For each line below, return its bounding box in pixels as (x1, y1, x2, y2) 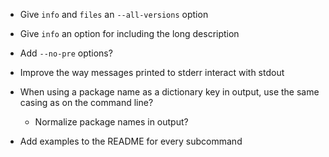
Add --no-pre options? (19, 47, 113, 59)
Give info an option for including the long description (19, 28, 240, 39)
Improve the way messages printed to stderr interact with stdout (19, 67, 285, 78)
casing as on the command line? (19, 97, 154, 108)
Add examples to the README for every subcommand (19, 135, 243, 147)
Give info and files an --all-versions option (19, 9, 209, 20)
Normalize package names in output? (34, 116, 189, 128)
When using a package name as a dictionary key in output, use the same (19, 86, 320, 98)
